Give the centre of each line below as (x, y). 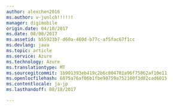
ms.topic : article (29, 51)
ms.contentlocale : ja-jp (37, 84)
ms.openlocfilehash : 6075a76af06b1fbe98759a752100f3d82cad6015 (87, 78)
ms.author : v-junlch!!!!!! (40, 17)
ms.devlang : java (28, 45)
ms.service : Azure (29, 56)
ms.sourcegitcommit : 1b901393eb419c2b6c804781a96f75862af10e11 (87, 73)
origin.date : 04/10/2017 (37, 28)
